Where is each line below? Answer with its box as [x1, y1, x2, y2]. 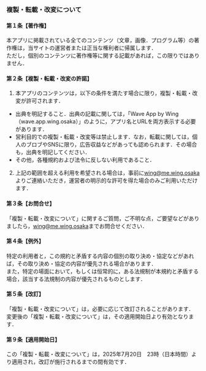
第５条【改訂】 [6, 290, 44, 298]
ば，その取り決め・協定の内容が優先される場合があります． [6, 259, 157, 267]
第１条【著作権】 [6, 21, 50, 29]
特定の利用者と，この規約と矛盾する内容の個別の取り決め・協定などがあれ [6, 252, 194, 259]
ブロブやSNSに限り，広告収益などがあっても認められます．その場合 [26, 141, 197, 148]
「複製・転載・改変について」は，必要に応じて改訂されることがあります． [6, 305, 194, 312]
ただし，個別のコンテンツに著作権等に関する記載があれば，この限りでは [6, 52, 189, 59]
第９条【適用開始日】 [6, 335, 60, 343]
